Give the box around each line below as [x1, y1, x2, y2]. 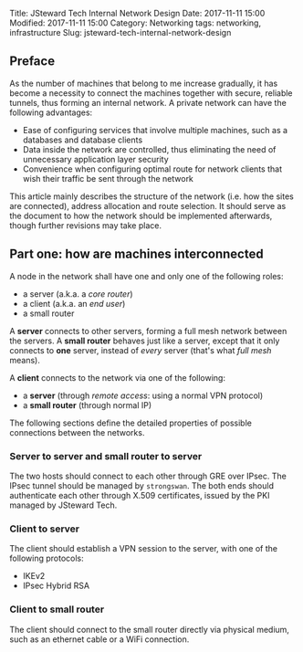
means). [9, 354, 41, 365]
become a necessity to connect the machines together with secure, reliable [9, 87, 294, 99]
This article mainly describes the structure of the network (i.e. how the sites [9, 191, 294, 202]
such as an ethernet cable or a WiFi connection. [9, 634, 190, 645]
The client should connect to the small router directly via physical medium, [9, 624, 290, 635]
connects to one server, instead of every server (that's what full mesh [9, 344, 272, 355]
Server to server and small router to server [9, 449, 203, 462]
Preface [9, 54, 56, 69]
